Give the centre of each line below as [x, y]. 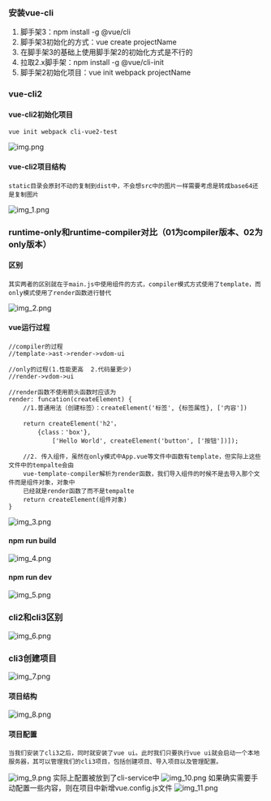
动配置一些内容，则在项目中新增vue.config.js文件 [90, 788]
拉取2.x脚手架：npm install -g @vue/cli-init [92, 62]
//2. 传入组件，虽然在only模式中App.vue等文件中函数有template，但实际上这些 [142, 456]
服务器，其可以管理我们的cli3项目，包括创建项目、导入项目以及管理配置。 [116, 762]
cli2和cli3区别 [36, 618]
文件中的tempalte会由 [41, 465]
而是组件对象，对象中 [45, 482]
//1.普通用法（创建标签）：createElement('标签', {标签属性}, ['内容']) [135, 408]
